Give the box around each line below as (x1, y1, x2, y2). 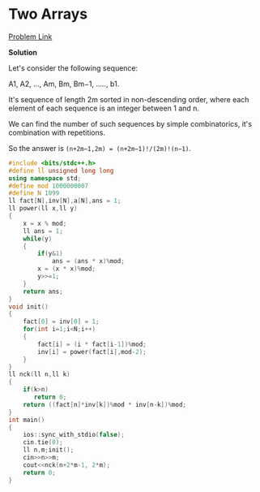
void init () (8, 302, 49, 311)
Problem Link (8, 32, 53, 41)
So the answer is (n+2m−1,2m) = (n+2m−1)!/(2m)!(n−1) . (8, 143, 192, 153)
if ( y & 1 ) (37, 249, 63, 258)
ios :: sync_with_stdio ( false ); (23, 431, 126, 439)
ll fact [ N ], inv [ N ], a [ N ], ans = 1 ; (8, 196, 121, 205)
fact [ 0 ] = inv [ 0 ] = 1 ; (23, 317, 100, 326)
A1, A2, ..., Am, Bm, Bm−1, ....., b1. (8, 79, 120, 88)
